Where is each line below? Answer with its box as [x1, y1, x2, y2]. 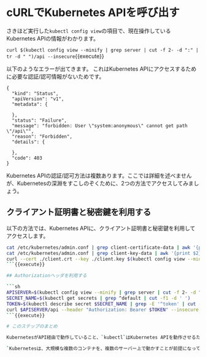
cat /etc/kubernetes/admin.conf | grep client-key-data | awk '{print [6, 250, 191, 256]
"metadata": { [12, 101, 48, 108]
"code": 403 [12, 155, 43, 161]
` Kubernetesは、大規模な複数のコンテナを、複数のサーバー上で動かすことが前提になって [6, 345, 200, 352]
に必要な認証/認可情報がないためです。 [6, 73, 105, 80]
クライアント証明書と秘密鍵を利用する [6, 207, 151, 218]
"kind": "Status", [12, 90, 59, 96]
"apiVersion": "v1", [12, 96, 64, 102]
